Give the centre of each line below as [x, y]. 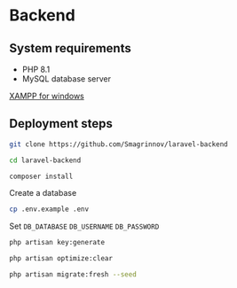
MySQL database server [66, 79]
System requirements [70, 48]
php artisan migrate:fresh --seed [73, 275]
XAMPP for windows [47, 96]
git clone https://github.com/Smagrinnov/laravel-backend [118, 144]
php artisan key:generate [57, 243]
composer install [41, 176]
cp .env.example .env [49, 209]
